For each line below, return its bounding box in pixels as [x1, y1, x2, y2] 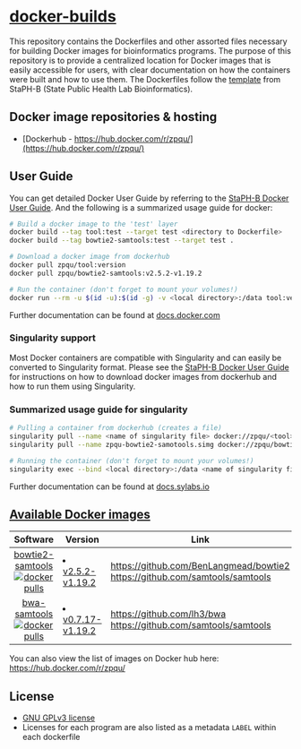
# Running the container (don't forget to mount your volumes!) [9, 456, 254, 465]
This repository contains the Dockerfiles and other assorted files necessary [9, 36, 288, 47]
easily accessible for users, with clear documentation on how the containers [9, 65, 291, 75]
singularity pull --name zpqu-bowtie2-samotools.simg [9, 440, 215, 449]
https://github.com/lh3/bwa [110, 607, 227, 620]
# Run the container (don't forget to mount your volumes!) [9, 285, 239, 294]
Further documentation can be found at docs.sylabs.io [9, 481, 211, 492]
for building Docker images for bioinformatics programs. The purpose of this [9, 45, 291, 56]
